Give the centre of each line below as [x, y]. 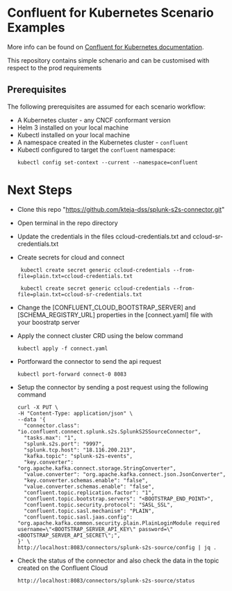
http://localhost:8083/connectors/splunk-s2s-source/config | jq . [117, 547]
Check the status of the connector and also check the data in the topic [118, 560]
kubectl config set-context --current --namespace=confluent [108, 162]
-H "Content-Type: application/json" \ [75, 413]
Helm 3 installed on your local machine [73, 128]
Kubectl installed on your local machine [74, 135]
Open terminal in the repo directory [67, 223]
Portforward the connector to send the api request [89, 361]
